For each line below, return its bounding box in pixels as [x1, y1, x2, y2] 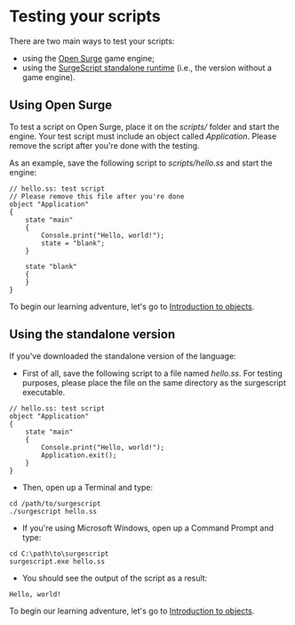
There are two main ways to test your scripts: [9, 36, 175, 46]
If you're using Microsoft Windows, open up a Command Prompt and [21, 523, 274, 533]
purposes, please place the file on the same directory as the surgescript [21, 377, 286, 388]
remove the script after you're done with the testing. [9, 140, 200, 150]
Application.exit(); [41, 450, 117, 459]
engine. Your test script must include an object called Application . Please [9, 131, 277, 142]
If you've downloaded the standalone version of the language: [9, 350, 237, 361]
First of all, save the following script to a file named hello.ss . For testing [21, 368, 283, 378]
